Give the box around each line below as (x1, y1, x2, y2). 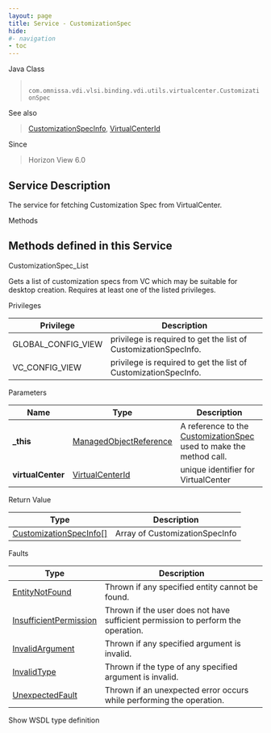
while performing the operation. (104, 694, 224, 705)
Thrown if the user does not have (104, 604, 231, 616)
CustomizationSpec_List (8, 261, 89, 270)
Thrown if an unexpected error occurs (104, 684, 249, 696)
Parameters (8, 388, 47, 397)
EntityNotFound (12, 586, 72, 597)
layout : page (8, 11, 52, 20)
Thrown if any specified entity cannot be (104, 581, 258, 592)
